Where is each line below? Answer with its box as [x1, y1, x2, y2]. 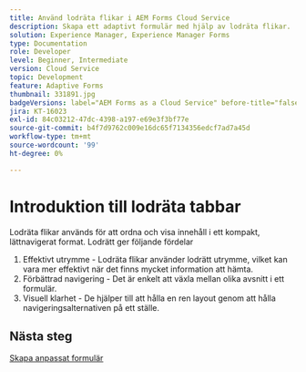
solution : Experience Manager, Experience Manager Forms [9, 30, 230, 39]
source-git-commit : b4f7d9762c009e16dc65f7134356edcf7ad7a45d [9, 124, 250, 133]
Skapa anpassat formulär [9, 353, 104, 364]
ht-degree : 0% [9, 149, 64, 158]
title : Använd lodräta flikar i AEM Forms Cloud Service [9, 13, 230, 23]
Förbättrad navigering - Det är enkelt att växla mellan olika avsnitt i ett [22, 273, 285, 284]
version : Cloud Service [9, 65, 100, 74]
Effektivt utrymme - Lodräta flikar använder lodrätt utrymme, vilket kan [22, 253, 289, 264]
